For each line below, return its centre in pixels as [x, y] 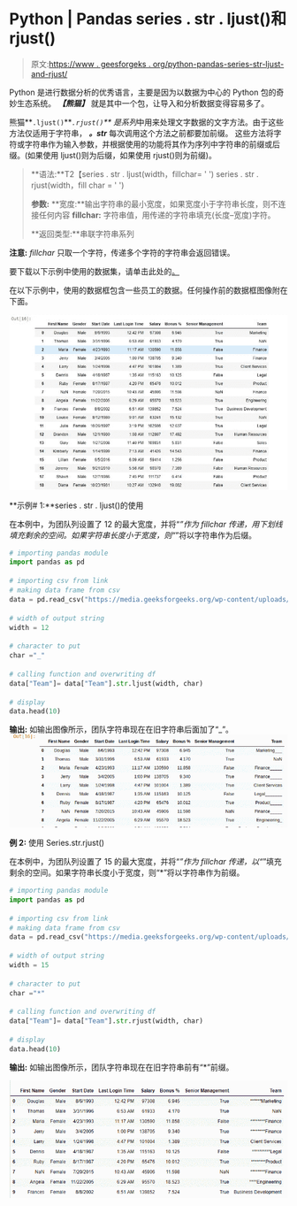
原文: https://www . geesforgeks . [91, 64]
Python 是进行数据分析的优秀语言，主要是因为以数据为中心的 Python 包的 [143, 92]
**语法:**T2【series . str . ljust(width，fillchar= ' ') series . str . [145, 173]
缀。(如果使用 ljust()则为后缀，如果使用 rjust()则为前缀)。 [113, 155]
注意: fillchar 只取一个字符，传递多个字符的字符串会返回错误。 [122, 252]
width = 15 [29, 965]
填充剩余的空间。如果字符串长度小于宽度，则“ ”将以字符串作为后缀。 [133, 535]
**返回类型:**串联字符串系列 [82, 234]
